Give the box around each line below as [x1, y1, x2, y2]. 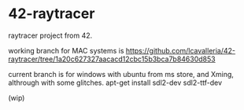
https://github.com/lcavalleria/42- [125, 46, 236, 55]
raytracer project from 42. [8, 31, 93, 40]
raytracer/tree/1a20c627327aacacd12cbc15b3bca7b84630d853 [8, 54, 216, 64]
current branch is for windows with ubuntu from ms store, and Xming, [8, 69, 235, 79]
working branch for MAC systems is [8, 46, 124, 55]
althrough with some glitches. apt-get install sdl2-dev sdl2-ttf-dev [8, 78, 223, 87]
